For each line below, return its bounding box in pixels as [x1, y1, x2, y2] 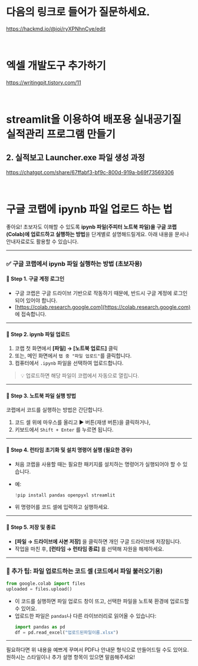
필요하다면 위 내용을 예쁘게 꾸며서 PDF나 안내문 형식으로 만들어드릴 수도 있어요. [6, 646, 189, 654]
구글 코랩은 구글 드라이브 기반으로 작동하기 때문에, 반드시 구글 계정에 [14, 289, 172, 296]
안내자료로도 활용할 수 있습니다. [6, 238, 79, 245]
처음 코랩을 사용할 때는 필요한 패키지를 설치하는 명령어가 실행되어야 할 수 [14, 460, 181, 468]
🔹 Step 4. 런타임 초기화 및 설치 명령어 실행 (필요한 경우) [6, 446, 133, 453]
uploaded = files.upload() [6, 586, 72, 592]
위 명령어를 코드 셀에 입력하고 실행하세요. [14, 503, 110, 511]
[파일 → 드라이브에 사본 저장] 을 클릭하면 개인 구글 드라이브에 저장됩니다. [14, 538, 181, 545]
